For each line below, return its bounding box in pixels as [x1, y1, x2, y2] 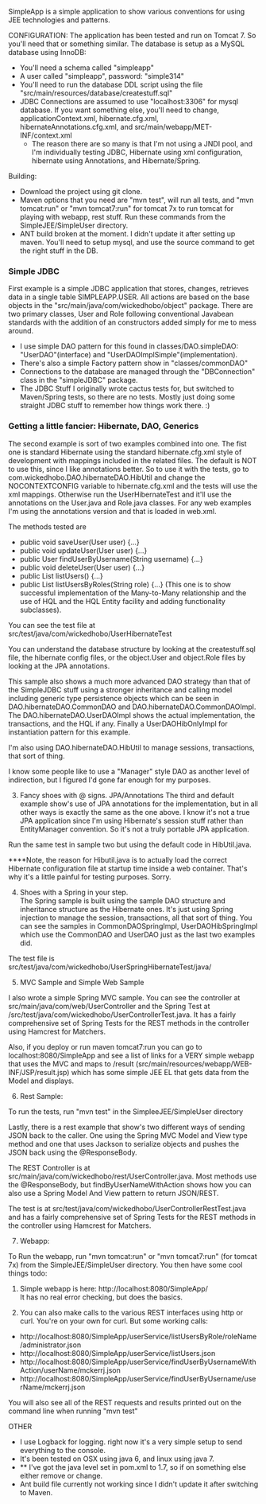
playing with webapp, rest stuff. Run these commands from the [19, 212, 226, 221]
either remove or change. [19, 1471, 103, 1480]
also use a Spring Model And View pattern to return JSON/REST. [8, 1188, 219, 1198]
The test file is [8, 953, 55, 963]
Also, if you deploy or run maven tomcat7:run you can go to [8, 1042, 202, 1051]
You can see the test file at [8, 620, 95, 629]
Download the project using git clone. [19, 187, 143, 196]
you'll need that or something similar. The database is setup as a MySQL [8, 39, 245, 49]
